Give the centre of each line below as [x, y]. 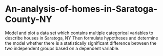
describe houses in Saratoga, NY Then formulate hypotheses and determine [82, 38]
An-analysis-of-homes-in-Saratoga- [81, 9]
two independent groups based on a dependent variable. [62, 48]
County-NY [29, 19]
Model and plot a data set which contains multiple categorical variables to [79, 33]
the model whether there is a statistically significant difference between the [81, 43]
